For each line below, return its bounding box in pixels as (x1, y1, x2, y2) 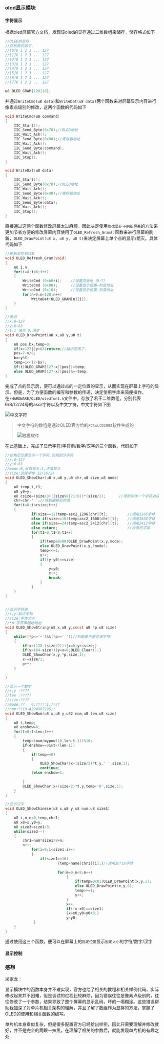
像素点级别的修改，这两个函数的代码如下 (5, 104, 86, 110)
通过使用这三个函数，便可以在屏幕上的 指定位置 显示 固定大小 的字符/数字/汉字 (5, 938, 153, 944)
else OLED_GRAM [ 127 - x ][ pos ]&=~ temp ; (14, 369, 89, 374)
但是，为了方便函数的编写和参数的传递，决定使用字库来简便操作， (13, 389, 146, 395)
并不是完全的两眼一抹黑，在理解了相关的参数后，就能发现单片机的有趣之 (13, 1027, 159, 1033)
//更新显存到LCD (5, 251, 35, 256)
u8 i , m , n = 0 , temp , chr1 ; (14, 815, 60, 820)
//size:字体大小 (5, 616, 35, 621)
